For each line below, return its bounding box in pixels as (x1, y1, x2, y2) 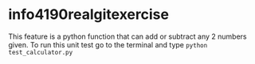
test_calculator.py (8, 48, 73, 56)
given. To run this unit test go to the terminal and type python (8, 40, 208, 49)
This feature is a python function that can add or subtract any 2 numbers (8, 32, 247, 41)
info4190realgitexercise (8, 6, 170, 24)
